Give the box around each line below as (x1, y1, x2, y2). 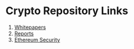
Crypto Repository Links (5, 4, 129, 18)
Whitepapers (14, 24, 46, 31)
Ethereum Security (14, 36, 60, 43)
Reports (14, 30, 34, 37)
